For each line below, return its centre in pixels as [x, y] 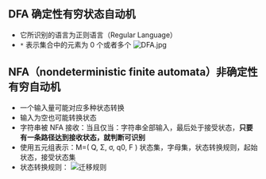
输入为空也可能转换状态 [58, 117]
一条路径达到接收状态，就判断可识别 [86, 137]
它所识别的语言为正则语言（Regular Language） [98, 35]
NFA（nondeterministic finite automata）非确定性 [133, 72]
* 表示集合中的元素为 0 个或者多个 [75, 44]
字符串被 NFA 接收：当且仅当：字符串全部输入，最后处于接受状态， [129, 127]
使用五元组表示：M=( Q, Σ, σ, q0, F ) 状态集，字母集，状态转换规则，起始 [139, 147]
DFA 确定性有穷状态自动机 [72, 14]
